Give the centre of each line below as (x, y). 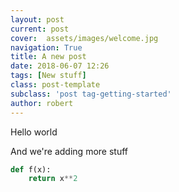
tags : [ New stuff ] (48, 76)
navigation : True (46, 47)
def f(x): (31, 169)
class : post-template (55, 85)
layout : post (37, 19)
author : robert (42, 103)
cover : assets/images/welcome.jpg (84, 38)
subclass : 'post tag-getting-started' (91, 94)
